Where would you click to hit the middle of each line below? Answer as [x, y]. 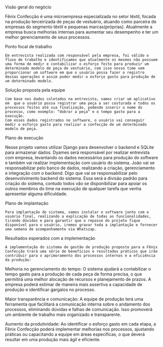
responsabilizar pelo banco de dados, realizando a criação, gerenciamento [80, 168]
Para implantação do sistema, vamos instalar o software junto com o [77, 212]
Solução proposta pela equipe [35, 90]
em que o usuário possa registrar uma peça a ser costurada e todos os [80, 103]
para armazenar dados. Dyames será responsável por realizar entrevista [77, 152]
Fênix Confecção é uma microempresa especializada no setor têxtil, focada [81, 16]
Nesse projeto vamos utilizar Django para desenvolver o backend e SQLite [80, 147]
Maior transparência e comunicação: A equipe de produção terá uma [74, 299]
